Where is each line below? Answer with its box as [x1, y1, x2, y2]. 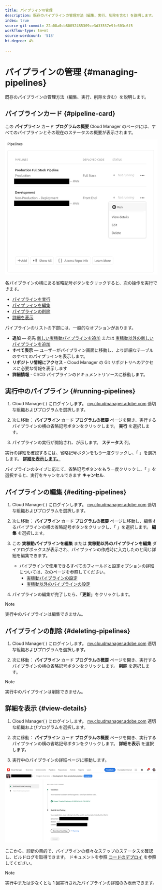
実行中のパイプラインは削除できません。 [5, 689, 86, 695]
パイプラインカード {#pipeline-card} [5, 110, 116, 118]
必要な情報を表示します [20, 365, 68, 371]
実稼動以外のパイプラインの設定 [26, 581, 90, 587]
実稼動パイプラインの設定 [26, 575, 78, 581]
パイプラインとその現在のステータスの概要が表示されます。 [17, 129, 136, 135]
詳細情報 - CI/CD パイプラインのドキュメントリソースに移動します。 [12, 371, 148, 377]
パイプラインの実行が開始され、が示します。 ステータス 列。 [12, 440, 133, 445]
